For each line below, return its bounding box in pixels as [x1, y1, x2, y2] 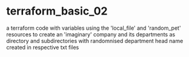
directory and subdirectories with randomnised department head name [6, 37, 184, 44]
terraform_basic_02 [6, 4, 108, 18]
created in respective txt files [6, 44, 79, 51]
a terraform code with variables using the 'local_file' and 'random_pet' [6, 24, 181, 32]
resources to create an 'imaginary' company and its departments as [6, 30, 176, 38]
